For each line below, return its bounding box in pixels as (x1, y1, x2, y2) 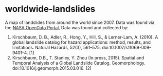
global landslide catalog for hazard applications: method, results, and (12, 39, 151, 45)
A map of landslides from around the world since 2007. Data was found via (5, 19, 155, 25)
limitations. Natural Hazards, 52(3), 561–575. (12, 44, 101, 50)
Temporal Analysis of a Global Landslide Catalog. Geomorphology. (12, 60, 145, 66)
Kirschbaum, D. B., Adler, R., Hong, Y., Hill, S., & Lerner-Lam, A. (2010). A (12, 34, 158, 40)
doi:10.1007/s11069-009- (102, 44, 152, 50)
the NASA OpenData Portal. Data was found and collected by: (5, 24, 129, 30)
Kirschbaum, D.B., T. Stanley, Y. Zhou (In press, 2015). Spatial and (12, 55, 145, 60)
